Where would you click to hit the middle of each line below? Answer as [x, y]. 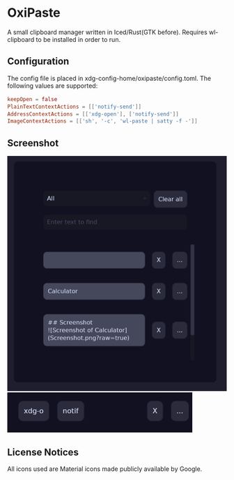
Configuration [38, 62]
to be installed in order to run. [78, 39]
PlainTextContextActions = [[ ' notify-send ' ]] [74, 107]
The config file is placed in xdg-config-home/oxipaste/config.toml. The [109, 78]
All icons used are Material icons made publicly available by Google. [105, 469]
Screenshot [33, 143]
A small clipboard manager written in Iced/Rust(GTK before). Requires [107, 32]
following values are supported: [53, 86]
